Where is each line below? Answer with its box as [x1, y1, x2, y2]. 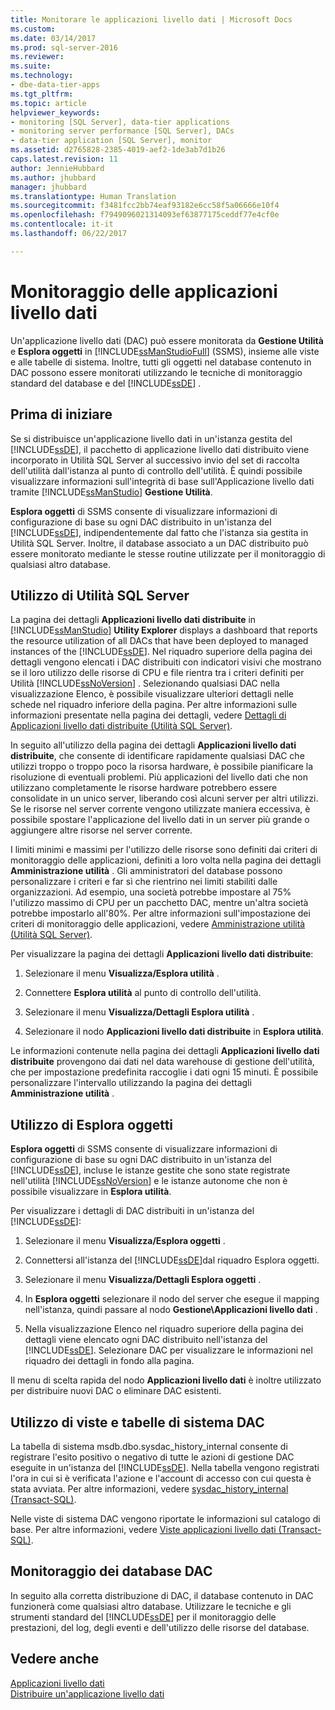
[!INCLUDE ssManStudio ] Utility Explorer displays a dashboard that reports [10, 624, 318, 636]
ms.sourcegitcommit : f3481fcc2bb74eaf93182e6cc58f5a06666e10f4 [10, 201, 280, 211]
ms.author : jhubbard [10, 172, 97, 183]
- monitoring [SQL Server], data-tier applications [10, 117, 230, 127]
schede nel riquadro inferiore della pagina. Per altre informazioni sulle [10, 699, 298, 711]
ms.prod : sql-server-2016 [10, 42, 118, 53]
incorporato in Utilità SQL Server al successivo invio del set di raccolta [10, 454, 300, 466]
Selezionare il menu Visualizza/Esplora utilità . [24, 967, 220, 980]
